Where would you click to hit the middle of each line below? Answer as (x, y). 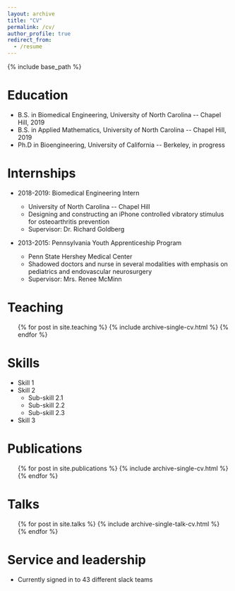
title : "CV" (25, 20)
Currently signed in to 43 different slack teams (85, 579)
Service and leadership (77, 560)
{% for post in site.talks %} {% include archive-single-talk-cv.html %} (119, 524)
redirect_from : (30, 40)
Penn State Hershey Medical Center (80, 256)
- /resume (28, 47)
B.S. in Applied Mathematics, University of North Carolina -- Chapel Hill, (122, 130)
